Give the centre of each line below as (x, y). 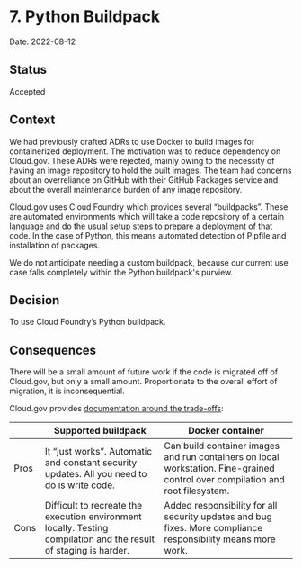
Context (32, 120)
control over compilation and (224, 480)
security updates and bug (218, 517)
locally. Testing (76, 528)
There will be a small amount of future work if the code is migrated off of (144, 372)
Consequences (53, 350)
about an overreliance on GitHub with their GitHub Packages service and (144, 180)
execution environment (93, 517)
